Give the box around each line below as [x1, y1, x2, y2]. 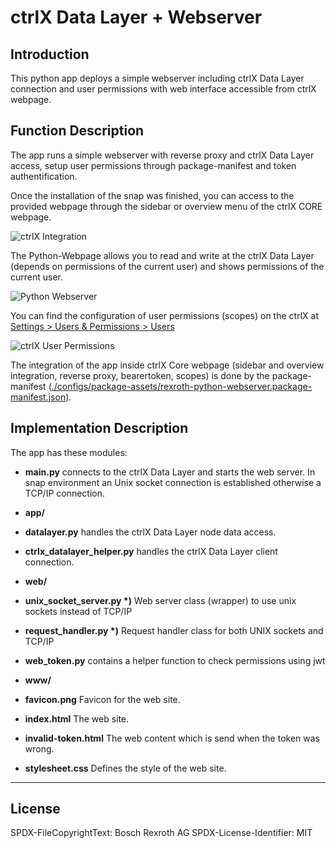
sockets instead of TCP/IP [24, 605, 133, 617]
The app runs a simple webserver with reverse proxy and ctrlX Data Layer [10, 149, 315, 161]
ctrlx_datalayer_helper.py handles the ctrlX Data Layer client [24, 545, 278, 557]
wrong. [24, 742, 55, 755]
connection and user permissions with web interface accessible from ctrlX [10, 83, 317, 95]
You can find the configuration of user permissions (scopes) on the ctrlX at [10, 309, 319, 321]
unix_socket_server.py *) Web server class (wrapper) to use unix [24, 594, 297, 606]
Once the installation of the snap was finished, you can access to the [10, 189, 295, 201]
